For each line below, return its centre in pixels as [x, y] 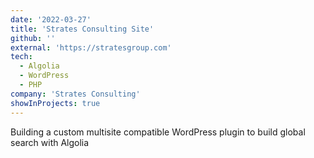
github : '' [33, 38]
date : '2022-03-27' [51, 19]
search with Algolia [50, 142]
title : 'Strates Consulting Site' [82, 29]
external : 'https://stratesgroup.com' [91, 47]
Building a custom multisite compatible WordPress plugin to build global [158, 132]
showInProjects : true [55, 103]
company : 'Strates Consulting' [75, 94]
